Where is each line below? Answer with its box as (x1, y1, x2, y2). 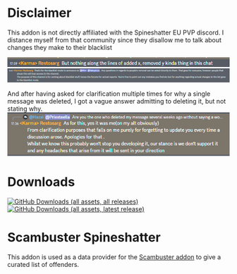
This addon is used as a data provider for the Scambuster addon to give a (7, 252, 221, 261)
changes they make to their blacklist (7, 43, 113, 51)
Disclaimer (7, 5, 72, 21)
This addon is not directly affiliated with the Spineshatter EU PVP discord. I (7, 28, 224, 37)
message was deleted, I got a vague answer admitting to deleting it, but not (7, 97, 226, 106)
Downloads (7, 174, 75, 189)
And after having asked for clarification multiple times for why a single (7, 89, 211, 98)
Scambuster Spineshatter (7, 229, 161, 245)
